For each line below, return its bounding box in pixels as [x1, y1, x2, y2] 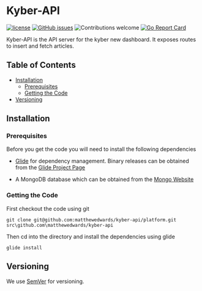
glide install [6, 245, 43, 251]
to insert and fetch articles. [6, 42, 75, 50]
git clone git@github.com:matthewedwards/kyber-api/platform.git [6, 216, 176, 223]
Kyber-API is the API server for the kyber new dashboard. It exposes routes [6, 35, 196, 43]
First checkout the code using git [6, 205, 90, 212]
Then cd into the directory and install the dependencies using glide [6, 233, 176, 240]
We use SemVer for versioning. [6, 278, 84, 285]
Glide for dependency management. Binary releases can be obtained [15, 157, 189, 165]
